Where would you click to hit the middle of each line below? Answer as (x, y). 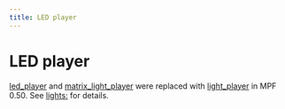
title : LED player (43, 17)
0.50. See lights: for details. (59, 95)
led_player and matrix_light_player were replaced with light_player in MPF (143, 86)
